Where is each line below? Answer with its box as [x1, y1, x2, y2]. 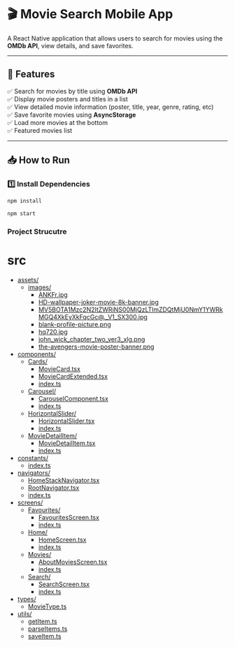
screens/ [17, 498, 43, 507]
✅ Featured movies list [7, 126, 73, 134]
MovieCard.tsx [38, 365, 80, 373]
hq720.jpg [38, 328, 68, 336]
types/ [17, 595, 36, 604]
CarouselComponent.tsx [38, 395, 108, 403]
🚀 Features [7, 68, 55, 80]
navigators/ [17, 469, 50, 477]
